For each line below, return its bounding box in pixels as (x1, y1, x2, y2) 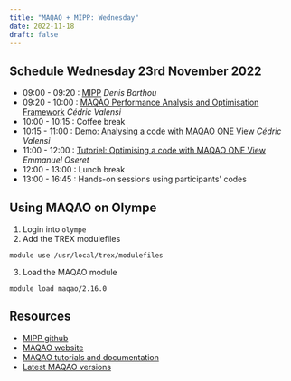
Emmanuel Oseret (22, 154, 90, 165)
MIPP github (22, 332, 69, 343)
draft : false (9, 30, 59, 39)
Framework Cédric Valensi (22, 107, 122, 117)
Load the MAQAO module (22, 267, 117, 277)
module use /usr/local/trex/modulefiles (9, 251, 164, 260)
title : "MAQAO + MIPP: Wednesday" (9, 13, 140, 23)
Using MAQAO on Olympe (9, 200, 157, 215)
